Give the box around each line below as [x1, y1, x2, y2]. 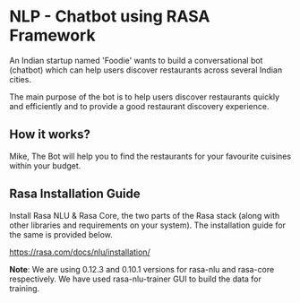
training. [9, 282, 40, 293]
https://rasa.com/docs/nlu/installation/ [9, 247, 150, 257]
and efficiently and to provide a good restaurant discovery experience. [9, 100, 270, 111]
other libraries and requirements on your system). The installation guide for [9, 220, 287, 230]
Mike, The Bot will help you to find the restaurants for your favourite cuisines [9, 151, 292, 161]
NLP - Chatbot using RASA [9, 6, 210, 27]
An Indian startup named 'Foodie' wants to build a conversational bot [9, 55, 263, 65]
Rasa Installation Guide [9, 186, 141, 202]
